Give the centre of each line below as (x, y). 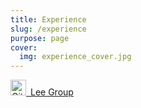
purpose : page (40, 38)
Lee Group (52, 92)
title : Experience (48, 19)
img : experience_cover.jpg (75, 57)
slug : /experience (48, 29)
